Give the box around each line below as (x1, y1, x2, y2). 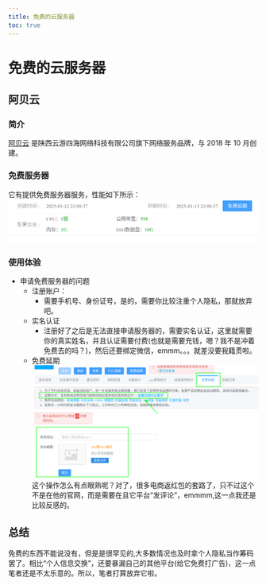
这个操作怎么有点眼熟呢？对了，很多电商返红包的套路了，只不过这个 (31, 480, 255, 490)
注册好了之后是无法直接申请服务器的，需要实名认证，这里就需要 (43, 326, 253, 335)
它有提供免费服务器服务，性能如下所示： (8, 189, 141, 199)
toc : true (8, 21, 41, 29)
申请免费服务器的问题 (19, 277, 90, 286)
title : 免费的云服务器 (8, 13, 75, 21)
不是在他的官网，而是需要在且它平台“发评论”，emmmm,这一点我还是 (31, 490, 256, 500)
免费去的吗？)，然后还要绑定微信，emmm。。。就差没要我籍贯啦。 (43, 346, 256, 355)
